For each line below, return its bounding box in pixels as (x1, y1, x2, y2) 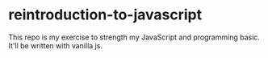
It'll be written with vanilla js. (8, 40, 103, 50)
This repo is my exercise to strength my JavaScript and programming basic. (8, 32, 261, 42)
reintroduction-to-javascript (8, 6, 203, 24)
